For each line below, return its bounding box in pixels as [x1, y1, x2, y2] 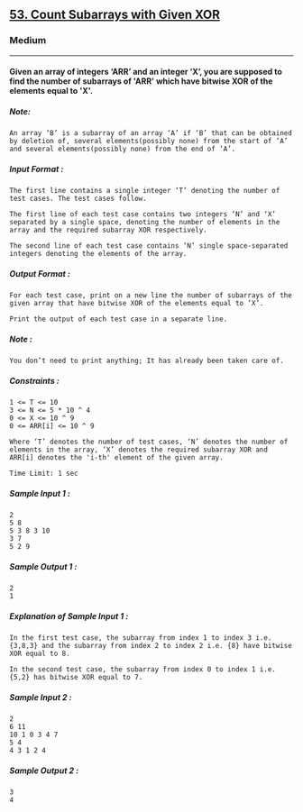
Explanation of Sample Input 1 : [9, 610, 129, 621]
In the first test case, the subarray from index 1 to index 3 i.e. [9, 634, 272, 643]
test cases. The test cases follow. [9, 194, 147, 204]
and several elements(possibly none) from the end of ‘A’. [9, 144, 236, 154]
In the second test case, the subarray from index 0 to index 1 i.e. [9, 665, 277, 674]
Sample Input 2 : [9, 691, 72, 702]
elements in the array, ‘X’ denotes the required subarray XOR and [9, 445, 269, 454]
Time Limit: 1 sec [9, 469, 78, 479]
